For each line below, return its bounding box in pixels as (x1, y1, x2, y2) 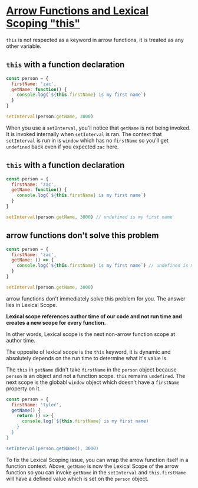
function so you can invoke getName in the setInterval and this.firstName (6, 468, 186, 476)
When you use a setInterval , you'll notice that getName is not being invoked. (6, 124, 191, 131)
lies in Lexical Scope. (6, 301, 58, 308)
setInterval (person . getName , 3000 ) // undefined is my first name (6, 214, 173, 220)
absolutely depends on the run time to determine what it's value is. (6, 354, 168, 361)
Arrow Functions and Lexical (6, 4, 149, 18)
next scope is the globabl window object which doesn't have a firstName (6, 379, 180, 386)
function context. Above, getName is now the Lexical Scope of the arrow (6, 463, 179, 470)
